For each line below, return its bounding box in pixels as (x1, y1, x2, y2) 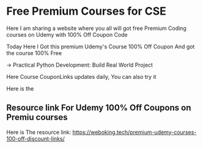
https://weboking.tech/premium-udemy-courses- (72, 128, 197, 136)
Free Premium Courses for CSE (6, 4, 167, 18)
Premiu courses (6, 112, 68, 123)
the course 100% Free (6, 49, 62, 56)
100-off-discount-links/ (6, 135, 65, 142)
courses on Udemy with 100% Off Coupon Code (6, 31, 128, 38)
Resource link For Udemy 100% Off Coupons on (6, 103, 191, 113)
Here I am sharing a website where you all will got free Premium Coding (6, 24, 186, 32)
